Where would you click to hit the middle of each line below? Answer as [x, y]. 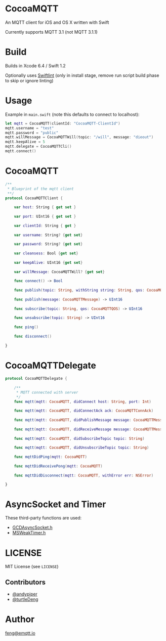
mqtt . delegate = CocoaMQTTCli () [38, 147]
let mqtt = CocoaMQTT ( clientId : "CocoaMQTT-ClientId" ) [63, 123]
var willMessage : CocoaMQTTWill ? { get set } [60, 272]
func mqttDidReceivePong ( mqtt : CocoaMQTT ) [58, 466]
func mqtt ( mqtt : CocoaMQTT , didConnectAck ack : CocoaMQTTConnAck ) [84, 411]
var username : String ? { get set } [48, 235]
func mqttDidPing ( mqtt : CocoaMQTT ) [51, 457]
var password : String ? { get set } [48, 244]
